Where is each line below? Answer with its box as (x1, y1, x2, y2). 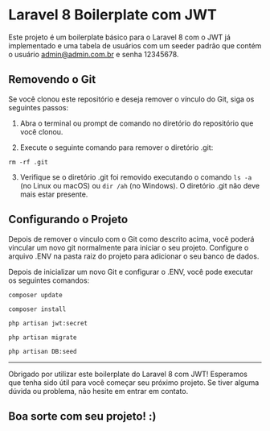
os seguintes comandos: (8, 276, 90, 285)
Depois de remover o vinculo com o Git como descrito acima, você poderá (8, 234, 255, 243)
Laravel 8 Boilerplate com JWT (8, 6, 217, 24)
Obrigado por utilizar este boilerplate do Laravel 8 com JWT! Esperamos (8, 369, 247, 379)
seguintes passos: (8, 102, 69, 112)
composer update (8, 291, 63, 299)
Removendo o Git (8, 73, 96, 86)
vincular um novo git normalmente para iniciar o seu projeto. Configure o (8, 242, 249, 252)
